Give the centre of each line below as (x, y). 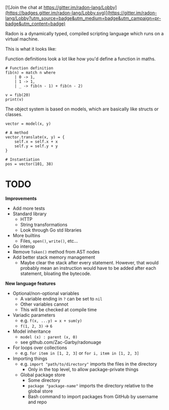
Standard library (30, 214)
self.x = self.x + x (36, 142)
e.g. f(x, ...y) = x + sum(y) (51, 320)
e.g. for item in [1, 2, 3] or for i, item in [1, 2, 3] (80, 353)
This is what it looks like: (31, 49)
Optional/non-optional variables (46, 293)
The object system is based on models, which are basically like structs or (82, 109)
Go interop (24, 246)
